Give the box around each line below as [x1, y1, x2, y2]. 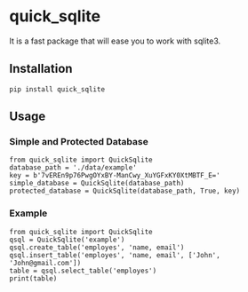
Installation [9, 61, 73, 76]
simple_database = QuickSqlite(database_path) [9, 179, 185, 188]
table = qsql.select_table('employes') [9, 266, 157, 275]
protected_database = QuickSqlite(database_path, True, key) [9, 186, 241, 196]
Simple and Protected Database [9, 136, 148, 148]
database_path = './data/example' [9, 163, 138, 172]
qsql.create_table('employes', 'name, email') [9, 242, 185, 252]
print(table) [9, 273, 58, 283]
